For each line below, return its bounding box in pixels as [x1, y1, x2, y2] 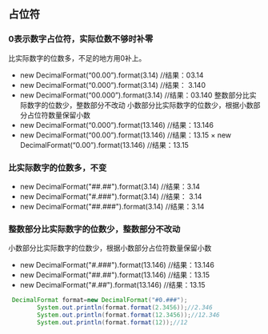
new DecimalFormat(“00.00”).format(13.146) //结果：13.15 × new [19, 130, 232, 140]
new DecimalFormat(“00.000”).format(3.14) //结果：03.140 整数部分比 [19, 90, 250, 100]
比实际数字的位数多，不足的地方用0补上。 [8, 53, 146, 62]
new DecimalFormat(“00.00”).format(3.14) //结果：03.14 [19, 70, 204, 80]
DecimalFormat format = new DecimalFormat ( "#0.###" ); [11, 296, 188, 304]
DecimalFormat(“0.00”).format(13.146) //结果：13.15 [19, 140, 190, 149]
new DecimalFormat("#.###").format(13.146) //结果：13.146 [19, 260, 214, 270]
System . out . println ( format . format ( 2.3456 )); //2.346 [37, 304, 214, 312]
